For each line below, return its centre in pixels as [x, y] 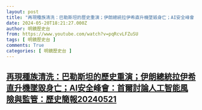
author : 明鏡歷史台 [28, 29]
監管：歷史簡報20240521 [69, 99]
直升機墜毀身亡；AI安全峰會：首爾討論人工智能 [93, 88]
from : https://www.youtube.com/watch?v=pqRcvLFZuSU [72, 34]
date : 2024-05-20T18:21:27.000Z [47, 23]
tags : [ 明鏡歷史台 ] [31, 40]
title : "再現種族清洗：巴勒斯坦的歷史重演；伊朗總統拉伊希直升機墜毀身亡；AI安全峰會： [103, 17]
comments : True [25, 46]
